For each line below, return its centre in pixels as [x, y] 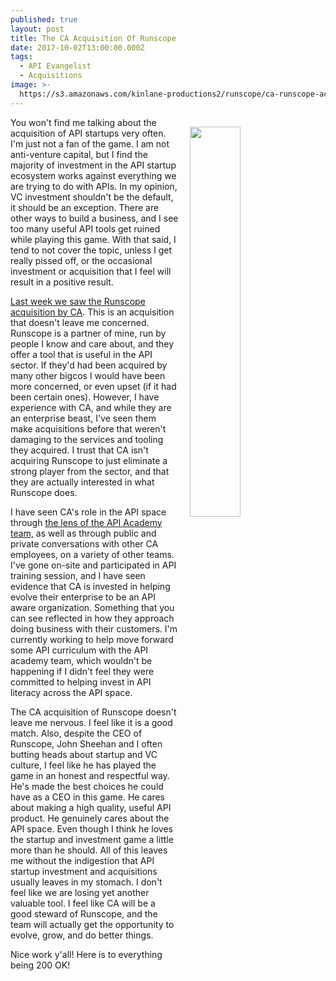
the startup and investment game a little [92, 839]
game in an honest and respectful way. [90, 775]
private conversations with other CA [84, 543]
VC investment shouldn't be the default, [92, 197]
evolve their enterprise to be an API [83, 597]
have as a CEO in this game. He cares [88, 797]
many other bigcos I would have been [88, 375]
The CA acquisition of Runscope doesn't [93, 712]
